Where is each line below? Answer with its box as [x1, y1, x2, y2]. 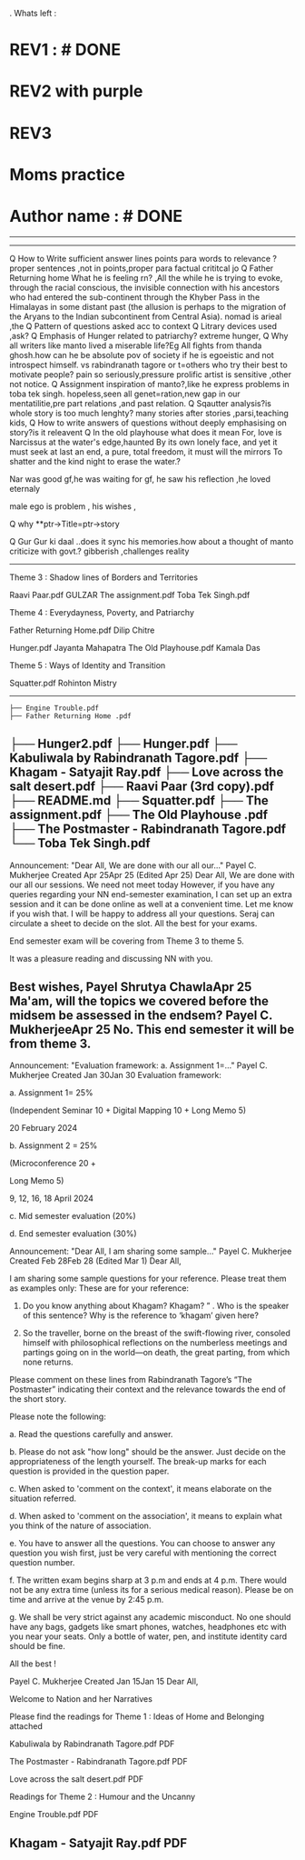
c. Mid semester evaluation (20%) [9, 1211, 136, 1222]
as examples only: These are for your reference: [9, 1283, 189, 1294]
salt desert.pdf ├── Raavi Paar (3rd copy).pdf [9, 779, 275, 795]
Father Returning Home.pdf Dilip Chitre [9, 625, 155, 635]
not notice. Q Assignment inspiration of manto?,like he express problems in [9, 378, 290, 389]
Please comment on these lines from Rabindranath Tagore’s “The [9, 1375, 252, 1385]
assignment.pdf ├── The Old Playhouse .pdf [9, 807, 269, 823]
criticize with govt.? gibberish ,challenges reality [9, 545, 190, 556]
